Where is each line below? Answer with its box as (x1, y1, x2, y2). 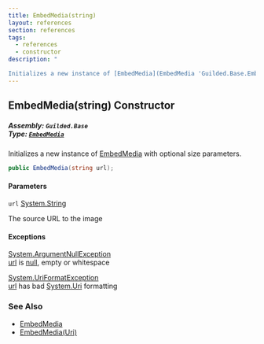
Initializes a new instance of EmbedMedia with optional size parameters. (8, 149, 242, 158)
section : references (8, 26, 76, 34)
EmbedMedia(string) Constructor (8, 99, 175, 113)
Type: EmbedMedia (8, 129, 64, 139)
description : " (8, 56, 58, 64)
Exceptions (8, 231, 46, 241)
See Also (8, 301, 43, 312)
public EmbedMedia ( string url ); (8, 165, 114, 172)
